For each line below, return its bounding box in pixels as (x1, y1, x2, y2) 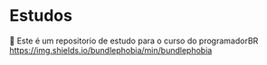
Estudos (9, 5, 72, 26)
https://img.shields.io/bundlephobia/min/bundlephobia (9, 44, 213, 55)
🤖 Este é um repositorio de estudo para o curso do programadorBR (9, 35, 259, 46)
